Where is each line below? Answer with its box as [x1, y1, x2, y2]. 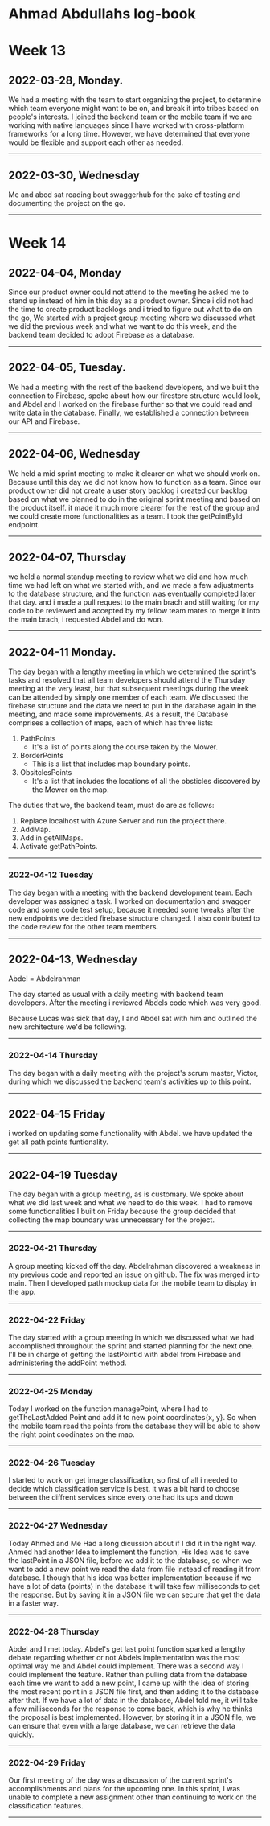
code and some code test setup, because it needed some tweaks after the [8, 905, 255, 914]
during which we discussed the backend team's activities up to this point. [8, 1077, 252, 1086]
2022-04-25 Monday [8, 1385, 94, 1397]
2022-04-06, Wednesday [8, 447, 141, 461]
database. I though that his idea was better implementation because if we [8, 1573, 252, 1582]
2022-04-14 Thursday [8, 1050, 98, 1061]
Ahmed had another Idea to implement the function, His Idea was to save [8, 1547, 250, 1557]
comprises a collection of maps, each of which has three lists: [8, 718, 214, 728]
